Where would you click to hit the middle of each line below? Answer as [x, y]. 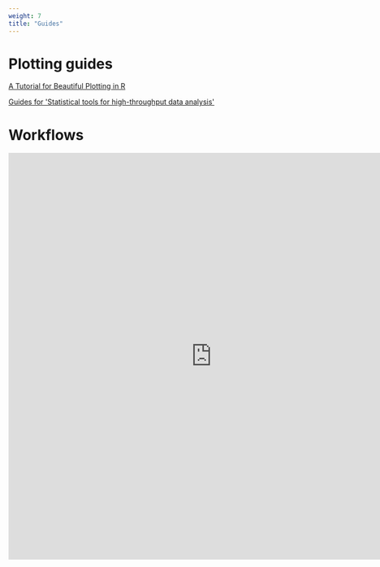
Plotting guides [61, 64]
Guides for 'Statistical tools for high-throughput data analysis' [112, 102]
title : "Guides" [36, 24]
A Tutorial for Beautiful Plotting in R [67, 86]
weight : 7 [25, 16]
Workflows [46, 135]
